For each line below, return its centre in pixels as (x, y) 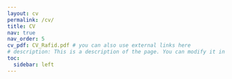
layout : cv (23, 13)
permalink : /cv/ (31, 20)
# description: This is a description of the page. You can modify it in (116, 52)
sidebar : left (34, 65)
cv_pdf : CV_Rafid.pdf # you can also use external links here (99, 45)
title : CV (22, 26)
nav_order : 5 (26, 39)
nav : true (22, 33)
